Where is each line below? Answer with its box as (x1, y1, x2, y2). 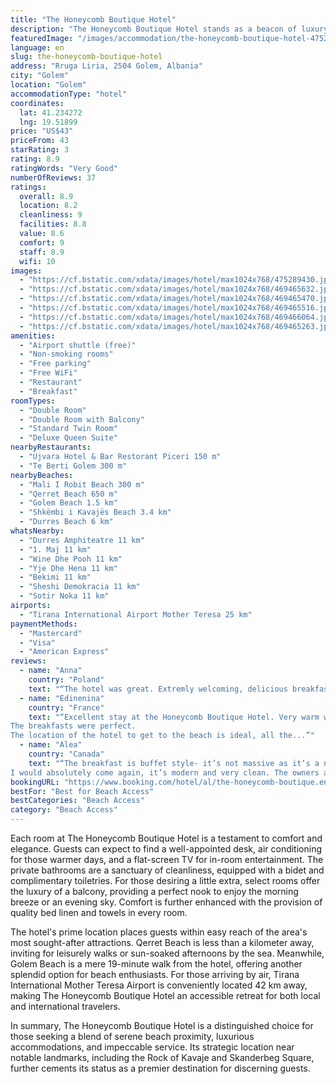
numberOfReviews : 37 (10, 172, 97, 183)
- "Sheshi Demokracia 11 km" (19, 582, 141, 592)
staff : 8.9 (19, 247, 65, 257)
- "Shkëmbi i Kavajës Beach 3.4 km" (19, 507, 172, 518)
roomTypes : (10, 396, 56, 406)
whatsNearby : (10, 526, 65, 536)
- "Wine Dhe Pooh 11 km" (19, 554, 123, 564)
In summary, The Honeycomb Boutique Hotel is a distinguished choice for (10, 1020, 314, 1031)
